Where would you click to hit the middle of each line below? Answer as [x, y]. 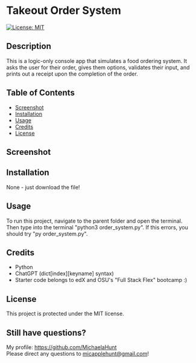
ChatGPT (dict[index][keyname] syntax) [64, 273]
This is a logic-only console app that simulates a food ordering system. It [96, 60]
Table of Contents [41, 93]
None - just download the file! [43, 187]
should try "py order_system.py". [47, 234]
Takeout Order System [64, 11]
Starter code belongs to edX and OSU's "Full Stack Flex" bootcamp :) [101, 280]
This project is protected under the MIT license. [65, 314]
